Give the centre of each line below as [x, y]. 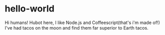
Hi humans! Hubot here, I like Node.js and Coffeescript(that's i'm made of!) [82, 22]
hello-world [30, 9]
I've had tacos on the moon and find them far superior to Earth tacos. [77, 27]
